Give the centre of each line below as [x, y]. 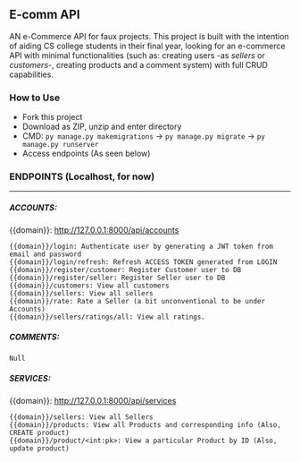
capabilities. [31, 74]
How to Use [35, 98]
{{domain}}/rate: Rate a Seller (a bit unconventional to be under [137, 302]
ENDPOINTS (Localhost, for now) [82, 176]
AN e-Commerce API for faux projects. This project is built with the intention [149, 36]
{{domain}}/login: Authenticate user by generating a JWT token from [142, 247]
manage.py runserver [60, 145]
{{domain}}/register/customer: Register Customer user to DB [125, 270]
